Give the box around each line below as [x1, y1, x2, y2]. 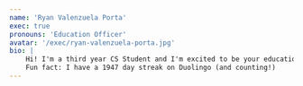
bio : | [9, 47, 34, 56]
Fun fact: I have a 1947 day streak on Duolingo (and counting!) [25, 64, 277, 73]
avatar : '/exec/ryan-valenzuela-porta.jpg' [9, 38, 176, 47]
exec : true [9, 21, 50, 30]
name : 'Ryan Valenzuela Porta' [9, 13, 127, 22]
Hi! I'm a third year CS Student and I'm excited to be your [25, 55, 260, 64]
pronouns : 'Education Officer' [9, 30, 127, 39]
